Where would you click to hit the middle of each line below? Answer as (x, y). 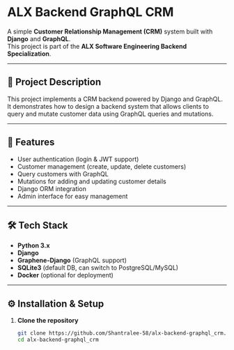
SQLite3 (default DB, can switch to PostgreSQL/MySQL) (98, 268)
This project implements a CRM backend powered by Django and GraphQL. (115, 99)
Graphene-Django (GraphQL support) (72, 260)
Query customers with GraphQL (63, 174)
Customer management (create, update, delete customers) (102, 166)
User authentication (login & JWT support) (78, 159)
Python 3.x (33, 245)
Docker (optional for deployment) (65, 275)
